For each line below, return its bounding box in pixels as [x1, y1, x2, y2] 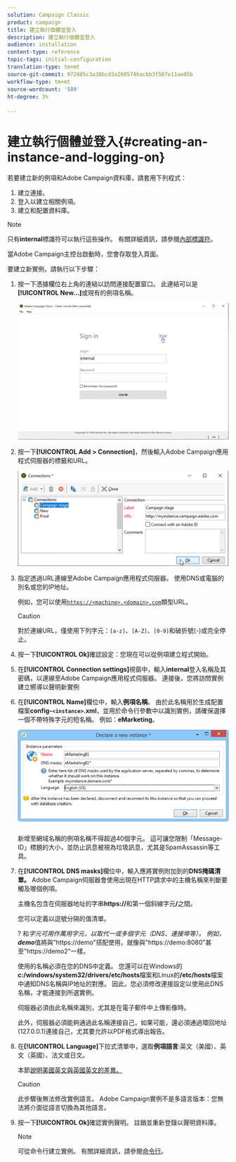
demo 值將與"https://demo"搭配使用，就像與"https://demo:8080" [17, 938, 206, 946]
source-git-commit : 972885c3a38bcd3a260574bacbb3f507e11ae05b [7, 70, 193, 78]
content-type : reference [7, 49, 80, 56]
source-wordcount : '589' [7, 85, 80, 93]
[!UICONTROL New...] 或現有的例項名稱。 [17, 289, 138, 297]
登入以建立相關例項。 [17, 197, 79, 206]
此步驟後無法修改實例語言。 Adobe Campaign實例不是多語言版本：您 [17, 1094, 218, 1103]
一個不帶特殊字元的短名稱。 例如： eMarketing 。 [17, 715, 159, 724]
